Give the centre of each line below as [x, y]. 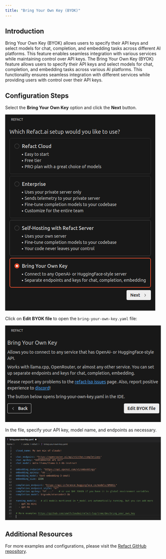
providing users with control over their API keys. [54, 80]
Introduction [25, 32]
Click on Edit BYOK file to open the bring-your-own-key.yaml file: [71, 319]
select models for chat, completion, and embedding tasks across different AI [83, 48]
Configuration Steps [37, 96]
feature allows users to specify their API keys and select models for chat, [80, 64]
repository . [16, 552]
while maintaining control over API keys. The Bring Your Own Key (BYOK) [80, 59]
